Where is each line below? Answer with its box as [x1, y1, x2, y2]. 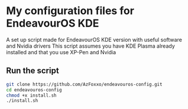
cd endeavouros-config [6, 87, 62, 93]
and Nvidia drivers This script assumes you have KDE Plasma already [6, 42, 176, 49]
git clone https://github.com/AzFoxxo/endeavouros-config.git [6, 81, 163, 87]
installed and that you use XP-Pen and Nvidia [6, 48, 116, 55]
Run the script [6, 66, 59, 76]
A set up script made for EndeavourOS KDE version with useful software [6, 36, 182, 43]
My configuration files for [6, 4, 135, 18]
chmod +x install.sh [6, 93, 57, 98]
